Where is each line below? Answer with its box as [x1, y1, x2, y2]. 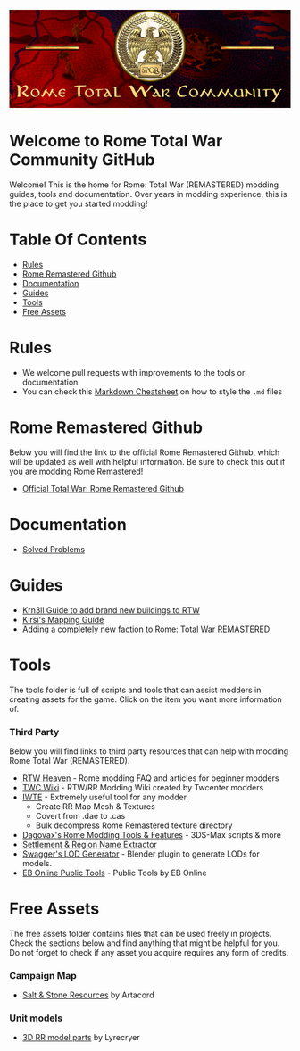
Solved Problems [21, 543, 86, 554]
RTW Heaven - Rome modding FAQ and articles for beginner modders [21, 773, 279, 783]
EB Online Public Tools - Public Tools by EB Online [21, 867, 207, 878]
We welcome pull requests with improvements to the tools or [21, 367, 246, 377]
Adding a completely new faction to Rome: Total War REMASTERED [21, 624, 271, 634]
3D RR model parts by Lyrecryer [21, 1032, 140, 1043]
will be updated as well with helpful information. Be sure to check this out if [9, 456, 286, 467]
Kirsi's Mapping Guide [21, 614, 104, 625]
